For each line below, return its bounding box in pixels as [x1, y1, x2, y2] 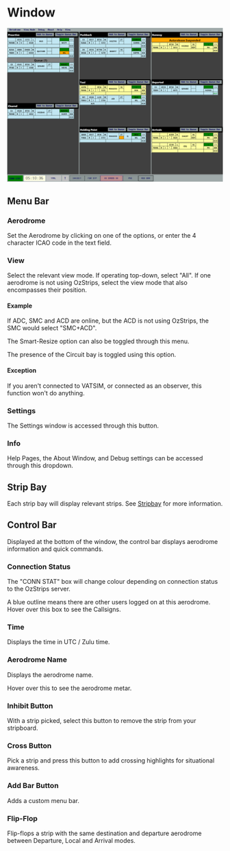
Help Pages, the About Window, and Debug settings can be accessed [7, 454, 203, 463]
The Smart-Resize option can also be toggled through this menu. [7, 337, 190, 345]
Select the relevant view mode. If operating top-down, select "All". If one [7, 271, 211, 280]
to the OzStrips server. [7, 584, 71, 593]
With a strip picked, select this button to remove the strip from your [7, 717, 196, 725]
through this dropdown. [7, 461, 73, 470]
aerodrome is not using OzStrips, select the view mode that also [7, 279, 188, 287]
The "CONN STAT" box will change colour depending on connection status [7, 578, 218, 586]
